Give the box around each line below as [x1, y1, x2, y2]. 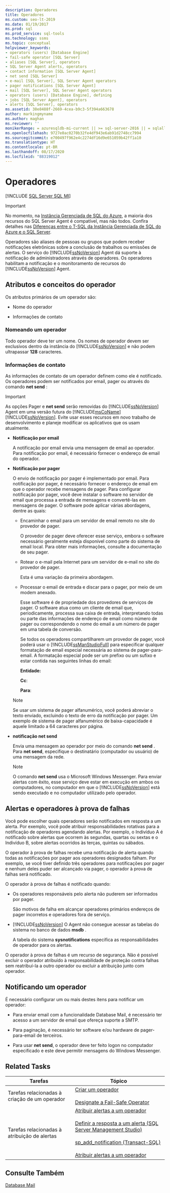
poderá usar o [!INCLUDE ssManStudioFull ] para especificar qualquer [20, 642, 164, 648]
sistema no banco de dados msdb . [12, 926, 87, 933]
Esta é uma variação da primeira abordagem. [20, 574, 114, 580]
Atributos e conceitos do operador [5, 280, 116, 289]
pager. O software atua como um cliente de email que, [20, 605, 134, 611]
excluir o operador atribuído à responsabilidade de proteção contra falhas [5, 957, 159, 963]
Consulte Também [5, 1169, 65, 1177]
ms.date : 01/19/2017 [5, 21, 49, 27]
